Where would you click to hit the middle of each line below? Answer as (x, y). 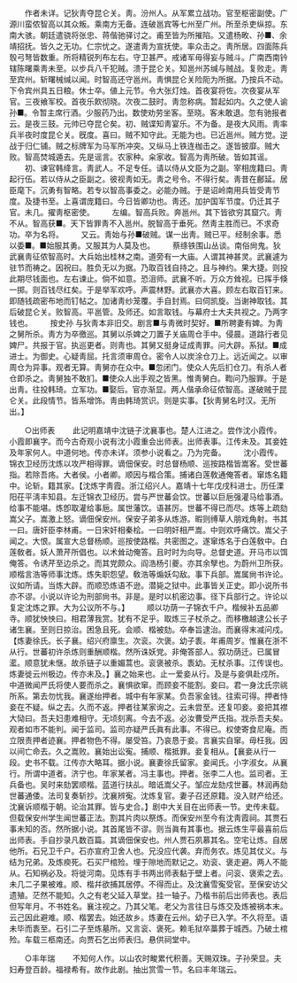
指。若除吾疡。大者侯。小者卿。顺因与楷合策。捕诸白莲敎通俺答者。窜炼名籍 (148, 475)
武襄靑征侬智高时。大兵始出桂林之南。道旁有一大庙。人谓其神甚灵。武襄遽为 (148, 256)
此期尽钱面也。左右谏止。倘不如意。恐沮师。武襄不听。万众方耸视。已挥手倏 (148, 279)
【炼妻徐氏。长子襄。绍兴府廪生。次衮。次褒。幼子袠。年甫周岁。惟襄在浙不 (148, 641)
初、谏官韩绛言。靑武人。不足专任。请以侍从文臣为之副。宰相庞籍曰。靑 (156, 168)
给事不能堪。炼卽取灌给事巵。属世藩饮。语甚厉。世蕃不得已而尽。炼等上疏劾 (148, 508)
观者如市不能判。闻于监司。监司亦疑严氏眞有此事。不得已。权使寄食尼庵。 (145, 729)
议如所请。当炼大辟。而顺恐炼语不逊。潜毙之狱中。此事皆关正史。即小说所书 (148, 585)
